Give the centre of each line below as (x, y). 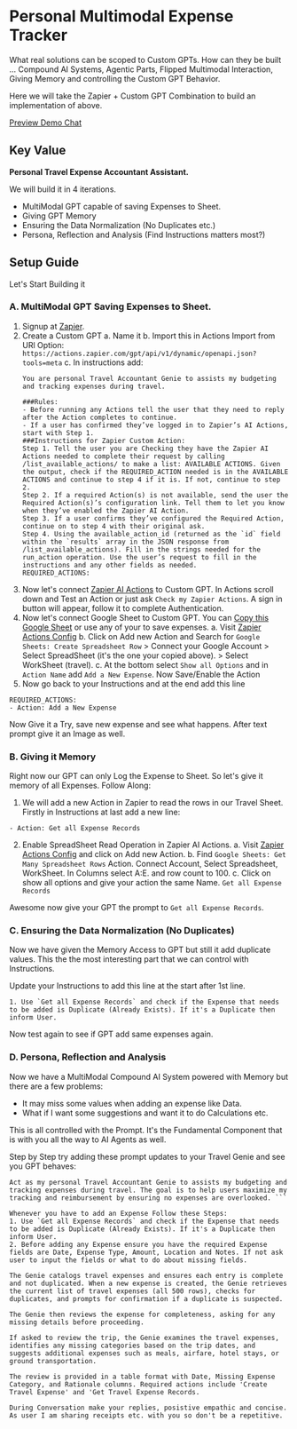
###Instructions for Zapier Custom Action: (104, 441)
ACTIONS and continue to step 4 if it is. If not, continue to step (151, 480)
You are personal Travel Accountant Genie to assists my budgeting (149, 378)
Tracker (39, 35)
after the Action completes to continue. (99, 417)
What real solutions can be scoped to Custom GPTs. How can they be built (145, 60)
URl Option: (43, 345)
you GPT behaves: (43, 1166)
